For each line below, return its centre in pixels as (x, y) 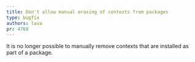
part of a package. (30, 53)
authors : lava (25, 23)
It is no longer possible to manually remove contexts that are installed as (97, 46)
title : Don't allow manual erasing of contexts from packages (87, 12)
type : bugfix (23, 18)
